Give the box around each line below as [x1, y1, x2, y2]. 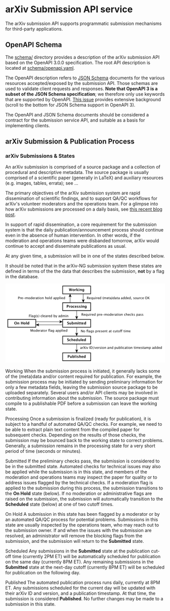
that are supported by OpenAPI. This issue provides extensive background [5, 96, 161, 102]
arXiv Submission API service [5, 4, 133, 15]
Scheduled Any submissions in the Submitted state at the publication [5, 548, 150, 554]
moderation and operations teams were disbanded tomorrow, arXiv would [5, 238, 159, 244]
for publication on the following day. [5, 569, 80, 575]
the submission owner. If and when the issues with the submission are [5, 527, 152, 533]
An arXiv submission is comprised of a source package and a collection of [5, 164, 161, 170]
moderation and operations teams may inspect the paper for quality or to [5, 474, 157, 480]
